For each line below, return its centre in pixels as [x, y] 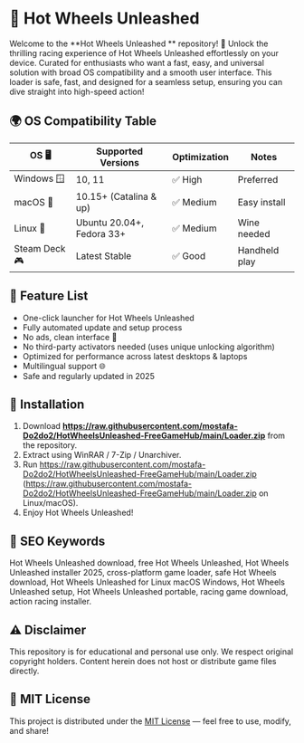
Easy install [261, 202]
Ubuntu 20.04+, [110, 223]
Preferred [258, 180]
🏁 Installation [47, 404]
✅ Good [189, 256]
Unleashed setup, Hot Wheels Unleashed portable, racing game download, [149, 592]
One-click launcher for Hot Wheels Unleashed [108, 318]
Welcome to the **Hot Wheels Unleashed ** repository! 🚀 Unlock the [139, 43]
